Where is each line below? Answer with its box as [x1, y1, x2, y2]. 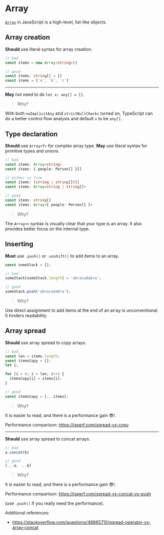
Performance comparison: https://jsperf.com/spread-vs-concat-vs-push [5, 491, 151, 497]
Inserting [5, 240, 33, 248]
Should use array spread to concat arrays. [5, 436, 90, 442]
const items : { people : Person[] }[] [5, 167, 82, 171]
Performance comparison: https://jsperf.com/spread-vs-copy [5, 422, 129, 428]
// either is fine [5, 175, 42, 180]
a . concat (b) [5, 450, 29, 455]
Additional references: [5, 510, 50, 516]
